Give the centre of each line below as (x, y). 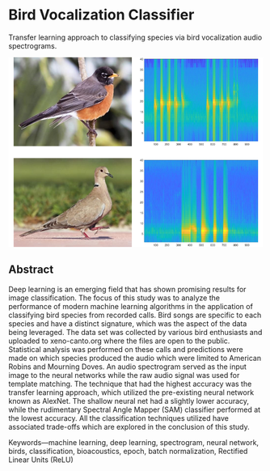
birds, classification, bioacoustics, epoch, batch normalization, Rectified (128, 451)
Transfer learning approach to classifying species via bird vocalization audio (135, 37)
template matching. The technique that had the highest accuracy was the (130, 384)
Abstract (31, 270)
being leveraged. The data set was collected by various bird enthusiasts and (135, 332)
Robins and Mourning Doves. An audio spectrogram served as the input (127, 367)
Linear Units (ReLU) (41, 460)
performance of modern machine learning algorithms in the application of (131, 306)
